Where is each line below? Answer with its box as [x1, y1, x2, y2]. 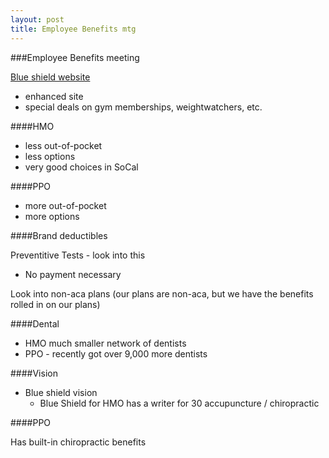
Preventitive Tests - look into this [10, 249, 146, 261]
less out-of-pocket [24, 139, 103, 151]
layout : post [10, 14, 65, 25]
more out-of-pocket [24, 199, 107, 211]
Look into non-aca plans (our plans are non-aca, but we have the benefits [10, 287, 314, 300]
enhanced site [24, 90, 84, 102]
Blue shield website [10, 71, 91, 83]
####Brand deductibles [10, 229, 108, 241]
